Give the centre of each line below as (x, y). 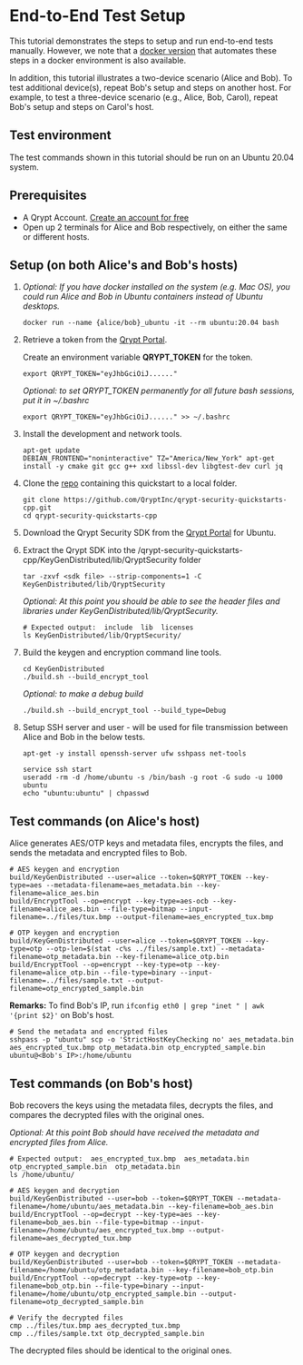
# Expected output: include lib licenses (108, 628)
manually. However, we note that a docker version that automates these (143, 50)
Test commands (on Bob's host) (101, 1083)
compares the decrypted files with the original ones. (107, 1115)
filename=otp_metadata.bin (60, 957)
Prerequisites (48, 196)
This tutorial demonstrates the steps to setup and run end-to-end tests (142, 41)
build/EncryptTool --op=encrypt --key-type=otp (101, 965)
